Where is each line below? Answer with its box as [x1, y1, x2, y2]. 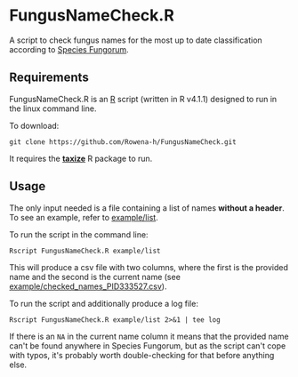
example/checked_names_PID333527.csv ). [9, 281, 167, 292]
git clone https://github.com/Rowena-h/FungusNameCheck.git [9, 137, 238, 147]
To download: [9, 120, 60, 131]
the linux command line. [9, 103, 97, 114]
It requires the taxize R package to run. [9, 153, 153, 164]
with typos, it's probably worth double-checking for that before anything [9, 349, 275, 360]
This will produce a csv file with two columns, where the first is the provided [9, 261, 289, 272]
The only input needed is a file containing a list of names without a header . [9, 202, 285, 213]
